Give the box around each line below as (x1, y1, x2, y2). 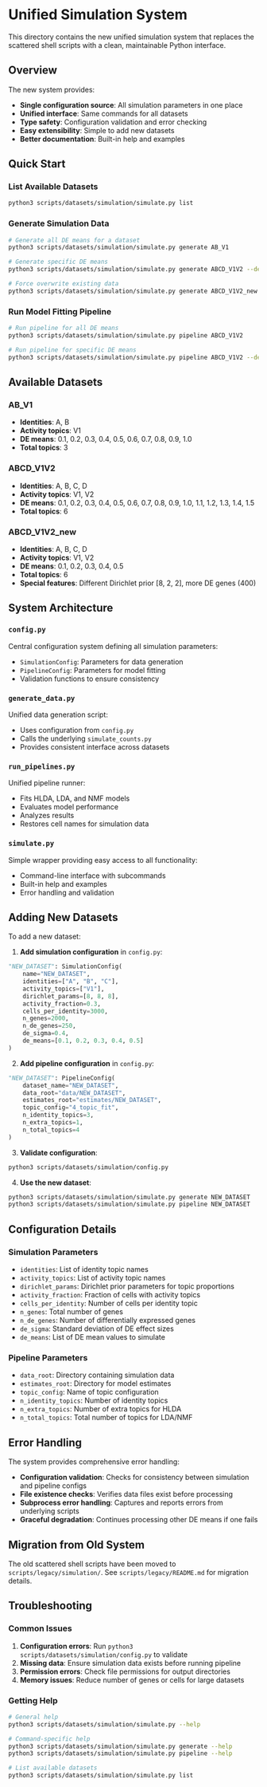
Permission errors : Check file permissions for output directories (19, 1667, 230, 1676)
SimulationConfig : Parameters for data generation (19, 656, 184, 667)
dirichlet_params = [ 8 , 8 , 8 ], (22, 992, 119, 1000)
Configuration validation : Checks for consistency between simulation (19, 1473, 250, 1482)
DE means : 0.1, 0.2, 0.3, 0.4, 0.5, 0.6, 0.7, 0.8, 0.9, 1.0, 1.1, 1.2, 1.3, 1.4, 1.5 (19, 498, 255, 507)
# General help (8, 1713, 59, 1721)
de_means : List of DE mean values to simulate (19, 1332, 165, 1342)
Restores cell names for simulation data (19, 819, 149, 829)
